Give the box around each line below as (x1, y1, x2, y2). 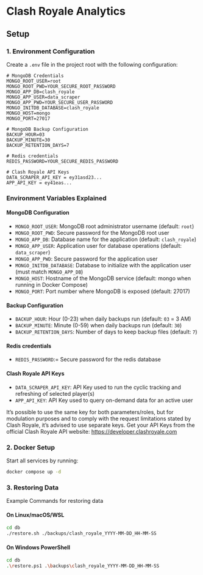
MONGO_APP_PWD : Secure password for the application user (15, 255, 158, 262)
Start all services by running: (6, 457, 79, 464)
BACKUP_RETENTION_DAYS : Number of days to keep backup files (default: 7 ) (15, 328, 198, 336)
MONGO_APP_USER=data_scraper (6, 94, 80, 100)
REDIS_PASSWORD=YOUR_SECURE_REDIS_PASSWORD (6, 158, 119, 165)
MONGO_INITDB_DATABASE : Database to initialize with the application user (15, 262, 191, 269)
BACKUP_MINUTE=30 (6, 136, 51, 143)
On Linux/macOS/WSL (6, 511, 65, 518)
